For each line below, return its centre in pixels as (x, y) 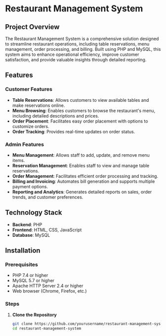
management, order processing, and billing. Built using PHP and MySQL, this (83, 49)
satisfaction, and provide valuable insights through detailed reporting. (76, 60)
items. (19, 160)
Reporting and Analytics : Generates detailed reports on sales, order (82, 192)
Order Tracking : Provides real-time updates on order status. (74, 131)
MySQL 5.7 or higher (33, 281)
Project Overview (32, 27)
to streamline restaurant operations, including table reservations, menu (77, 44)
